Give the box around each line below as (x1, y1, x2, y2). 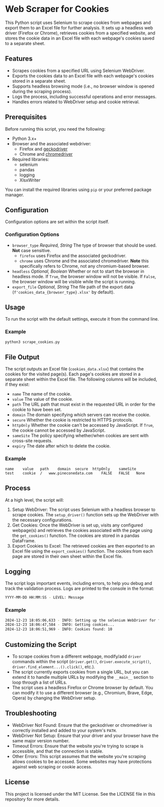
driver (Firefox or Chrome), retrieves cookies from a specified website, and (5, 30, 155, 36)
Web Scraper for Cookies (5, 3, 109, 15)
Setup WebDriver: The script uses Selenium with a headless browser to (12, 507, 156, 512)
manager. (5, 192, 24, 198)
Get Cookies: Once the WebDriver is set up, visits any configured (12, 522, 143, 528)
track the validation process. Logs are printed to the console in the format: (5, 586, 155, 592)
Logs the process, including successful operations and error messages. (12, 93, 157, 99)
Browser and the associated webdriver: (12, 140, 91, 146)
